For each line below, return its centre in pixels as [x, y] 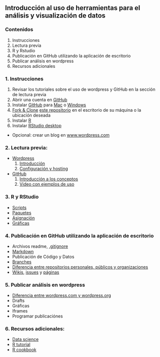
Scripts [19, 207]
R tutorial [21, 345]
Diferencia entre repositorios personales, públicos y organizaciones [80, 267]
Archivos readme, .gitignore [40, 246]
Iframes [20, 311]
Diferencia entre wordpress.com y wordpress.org [61, 296]
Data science [25, 339]
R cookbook [24, 350]
